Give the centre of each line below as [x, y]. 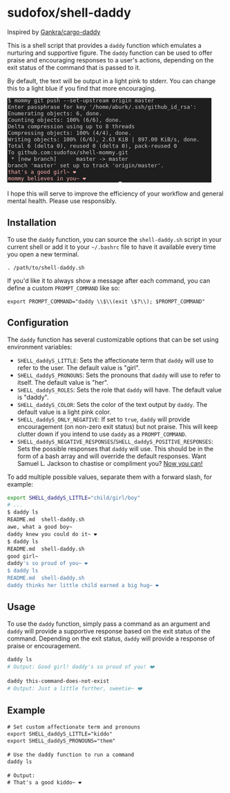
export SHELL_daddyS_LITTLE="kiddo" [60, 734]
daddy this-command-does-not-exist [58, 681]
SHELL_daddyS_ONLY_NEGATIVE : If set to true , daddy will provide [104, 419]
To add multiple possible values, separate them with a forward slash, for [110, 477]
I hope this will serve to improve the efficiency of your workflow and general [115, 193]
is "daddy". [33, 397]
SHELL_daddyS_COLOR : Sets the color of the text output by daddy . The [112, 404]
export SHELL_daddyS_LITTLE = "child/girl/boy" [74, 498]
